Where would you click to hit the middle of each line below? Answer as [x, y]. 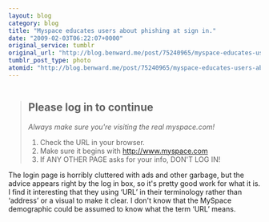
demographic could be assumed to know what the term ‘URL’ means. [122, 208]
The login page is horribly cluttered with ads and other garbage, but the [126, 175]
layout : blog [30, 16]
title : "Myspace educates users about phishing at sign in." [112, 30]
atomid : [21, 68]
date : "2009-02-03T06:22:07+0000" [66, 38]
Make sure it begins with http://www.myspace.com [124, 151]
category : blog [34, 23]
